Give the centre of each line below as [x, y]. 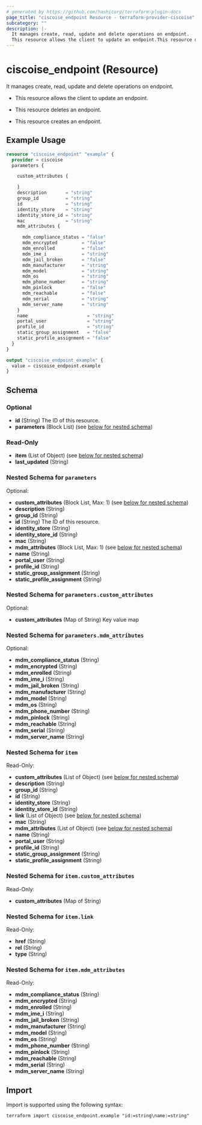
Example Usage [36, 140]
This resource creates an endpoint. [58, 121]
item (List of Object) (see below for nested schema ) [79, 456]
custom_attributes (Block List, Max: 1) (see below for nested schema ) [102, 502]
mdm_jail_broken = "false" [64, 260]
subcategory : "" [26, 23]
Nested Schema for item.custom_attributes [70, 876]
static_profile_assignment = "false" [64, 338]
